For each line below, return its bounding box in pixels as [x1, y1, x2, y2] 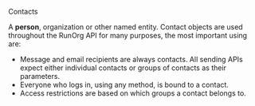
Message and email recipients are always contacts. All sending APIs [19, 55, 243, 64]
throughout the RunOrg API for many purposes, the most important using [8, 31, 248, 40]
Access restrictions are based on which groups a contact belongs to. [19, 88, 247, 98]
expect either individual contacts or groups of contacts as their [19, 63, 227, 73]
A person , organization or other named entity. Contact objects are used [8, 22, 243, 31]
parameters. [19, 72, 61, 80]
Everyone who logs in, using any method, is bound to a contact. [19, 80, 229, 89]
